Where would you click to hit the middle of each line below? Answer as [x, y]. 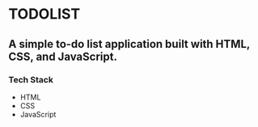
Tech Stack [31, 79]
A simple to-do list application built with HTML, [129, 44]
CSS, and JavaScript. [63, 56]
